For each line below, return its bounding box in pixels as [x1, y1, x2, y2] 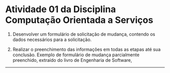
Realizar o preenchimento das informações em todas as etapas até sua [12, 46, 161, 52]
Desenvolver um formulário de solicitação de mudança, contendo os [12, 31, 155, 37]
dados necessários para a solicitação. [12, 36, 92, 43]
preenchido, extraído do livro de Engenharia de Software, [12, 57, 133, 63]
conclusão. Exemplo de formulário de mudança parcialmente [12, 52, 140, 58]
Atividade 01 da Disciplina [5, 4, 116, 15]
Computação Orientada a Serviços [5, 14, 153, 26]
